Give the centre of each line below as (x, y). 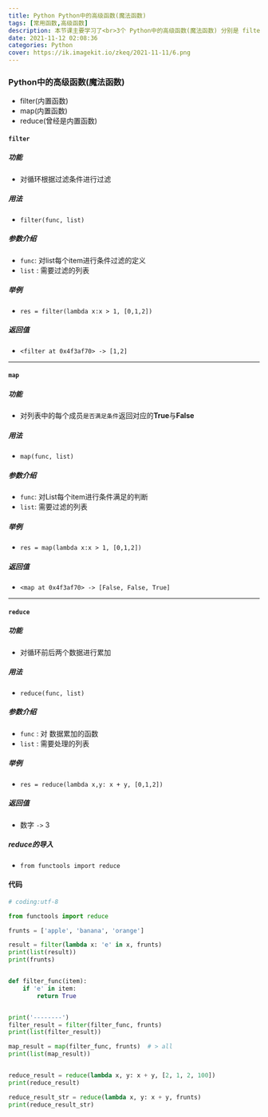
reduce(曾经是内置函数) (59, 121)
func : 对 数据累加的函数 (59, 733)
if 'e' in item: (50, 989)
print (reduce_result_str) (51, 1105)
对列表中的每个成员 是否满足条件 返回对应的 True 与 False (107, 416)
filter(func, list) (52, 220)
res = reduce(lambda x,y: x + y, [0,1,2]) (91, 784)
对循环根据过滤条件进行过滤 (65, 179)
